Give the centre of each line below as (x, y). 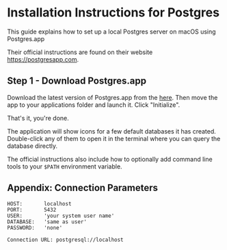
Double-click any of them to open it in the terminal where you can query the (114, 138)
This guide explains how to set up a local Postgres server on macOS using (112, 32)
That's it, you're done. (38, 118)
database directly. (32, 146)
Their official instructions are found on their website (80, 52)
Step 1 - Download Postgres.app (77, 81)
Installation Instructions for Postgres (113, 13)
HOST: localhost (39, 203)
